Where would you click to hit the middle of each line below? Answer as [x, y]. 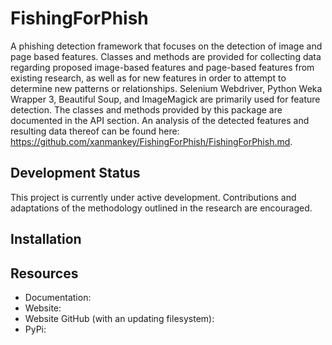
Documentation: [58, 297]
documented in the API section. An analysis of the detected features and [160, 120]
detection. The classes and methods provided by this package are [146, 109]
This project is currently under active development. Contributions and [153, 197]
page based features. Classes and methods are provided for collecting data [166, 56]
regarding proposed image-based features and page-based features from [162, 67]
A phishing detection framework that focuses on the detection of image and [166, 46]
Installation [46, 239]
